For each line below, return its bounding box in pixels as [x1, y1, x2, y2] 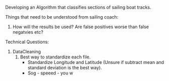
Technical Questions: [5, 39, 49, 45]
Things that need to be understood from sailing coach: [5, 14, 119, 20]
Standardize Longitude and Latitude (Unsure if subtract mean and [27, 59, 164, 65]
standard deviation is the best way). [27, 65, 102, 70]
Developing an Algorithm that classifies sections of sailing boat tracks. [5, 5, 151, 10]
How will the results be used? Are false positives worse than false [12, 24, 149, 30]
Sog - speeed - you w [27, 70, 73, 76]
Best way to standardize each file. [20, 54, 91, 60]
